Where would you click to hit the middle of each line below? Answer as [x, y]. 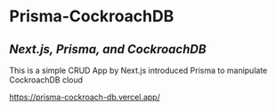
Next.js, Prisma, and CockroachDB [108, 49]
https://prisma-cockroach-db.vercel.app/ [85, 97]
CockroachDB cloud [46, 80]
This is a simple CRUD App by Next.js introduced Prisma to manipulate [138, 70]
